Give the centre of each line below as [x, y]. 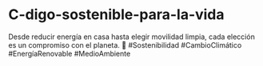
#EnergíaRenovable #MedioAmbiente [70, 53]
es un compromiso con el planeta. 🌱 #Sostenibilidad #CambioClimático [125, 45]
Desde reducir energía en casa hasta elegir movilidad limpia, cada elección [132, 37]
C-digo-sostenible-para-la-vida [117, 15]
